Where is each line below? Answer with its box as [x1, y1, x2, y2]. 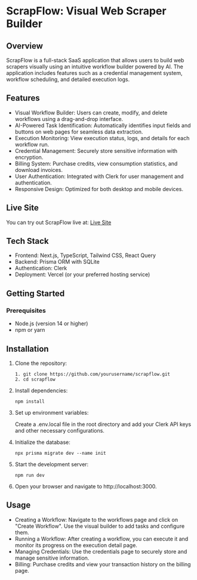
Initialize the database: [14, 439, 70, 446]
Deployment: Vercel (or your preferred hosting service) [14, 271, 150, 278]
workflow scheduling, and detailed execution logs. [6, 76, 130, 83]
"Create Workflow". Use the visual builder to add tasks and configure [14, 522, 185, 530]
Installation [6, 343, 49, 354]
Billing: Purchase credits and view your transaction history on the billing [14, 560, 191, 567]
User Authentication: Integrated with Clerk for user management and [14, 173, 184, 180]
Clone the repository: [14, 360, 67, 367]
